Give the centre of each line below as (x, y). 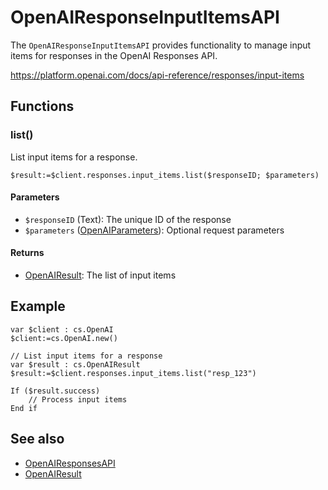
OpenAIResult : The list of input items (100, 275)
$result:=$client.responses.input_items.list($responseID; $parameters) (165, 175)
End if (24, 408)
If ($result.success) (55, 391)
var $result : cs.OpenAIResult (75, 364)
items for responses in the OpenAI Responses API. (114, 55)
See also (37, 439)
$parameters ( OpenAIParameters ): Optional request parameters (154, 230)
